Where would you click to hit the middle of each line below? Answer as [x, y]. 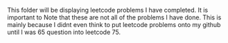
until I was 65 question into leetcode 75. [64, 32]
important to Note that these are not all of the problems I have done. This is [114, 17]
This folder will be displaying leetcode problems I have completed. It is [108, 10]
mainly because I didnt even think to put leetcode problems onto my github [114, 25]
